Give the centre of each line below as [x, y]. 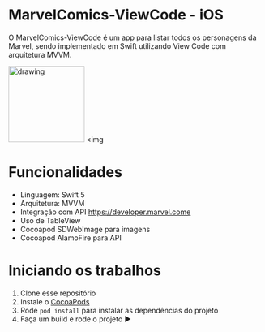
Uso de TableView [50, 220]
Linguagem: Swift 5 [52, 194]
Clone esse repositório [58, 293]
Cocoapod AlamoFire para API [71, 238]
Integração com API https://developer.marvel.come [105, 212]
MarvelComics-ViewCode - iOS [116, 15]
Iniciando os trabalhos [85, 271]
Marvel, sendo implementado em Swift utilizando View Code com [118, 45]
